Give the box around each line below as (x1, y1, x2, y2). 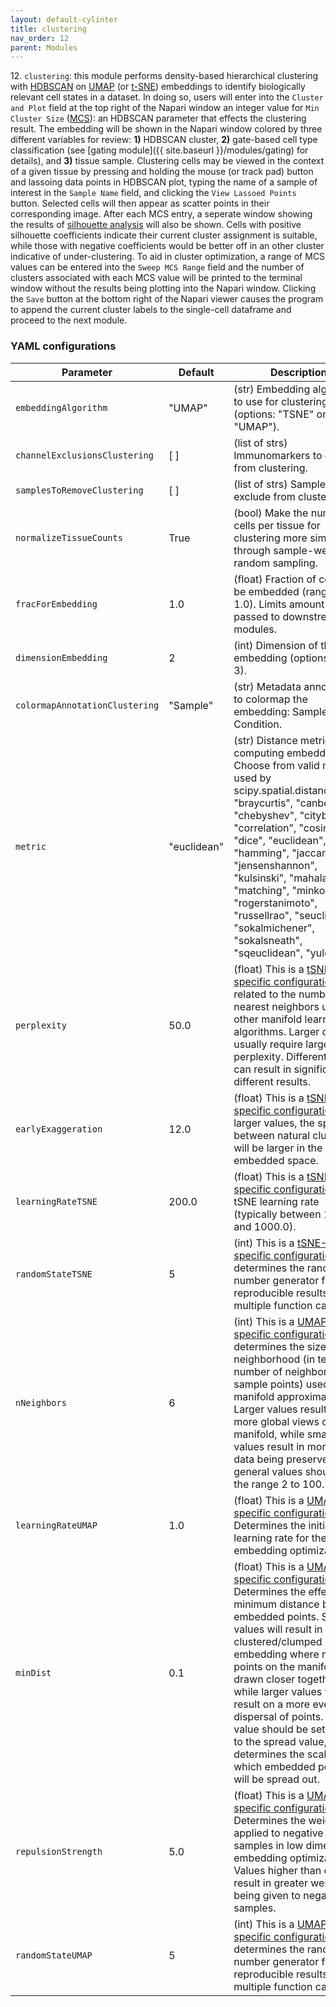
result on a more (233, 1697, 311, 1711)
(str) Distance (233, 733, 298, 747)
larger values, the (233, 1116, 315, 1130)
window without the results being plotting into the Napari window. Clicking (10, 282, 317, 295)
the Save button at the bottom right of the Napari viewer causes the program (10, 293, 324, 305)
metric (15, 841, 47, 852)
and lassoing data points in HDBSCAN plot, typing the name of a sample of (10, 176, 318, 188)
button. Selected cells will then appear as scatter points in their (10, 197, 270, 210)
